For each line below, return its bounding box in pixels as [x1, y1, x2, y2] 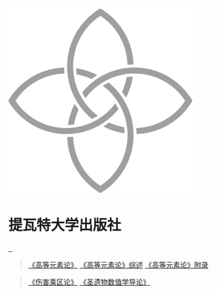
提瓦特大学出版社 [8, 217, 122, 234]
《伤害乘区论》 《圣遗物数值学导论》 [27, 277, 150, 287]
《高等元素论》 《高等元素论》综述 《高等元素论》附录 [27, 259, 209, 269]
